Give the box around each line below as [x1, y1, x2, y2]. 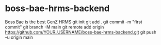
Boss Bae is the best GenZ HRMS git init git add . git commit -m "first [5, 19, 143, 25]
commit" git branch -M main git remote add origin [5, 24, 104, 30]
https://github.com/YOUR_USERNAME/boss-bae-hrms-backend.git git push [5, 29, 157, 35]
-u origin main [5, 34, 33, 40]
